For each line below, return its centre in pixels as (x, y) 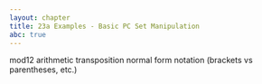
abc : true (28, 34)
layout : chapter (40, 18)
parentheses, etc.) (43, 70)
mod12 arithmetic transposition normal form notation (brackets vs (131, 61)
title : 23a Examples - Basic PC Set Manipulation (105, 26)
